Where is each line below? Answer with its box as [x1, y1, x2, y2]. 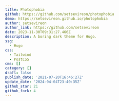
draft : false [5, 70, 32, 75]
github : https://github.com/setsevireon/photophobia [5, 12, 115, 17]
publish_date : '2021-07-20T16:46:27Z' [5, 75, 84, 80]
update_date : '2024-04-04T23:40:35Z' [5, 79, 82, 84]
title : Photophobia [5, 7, 45, 12]
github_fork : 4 [5, 88, 36, 93]
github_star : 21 [5, 84, 38, 89]
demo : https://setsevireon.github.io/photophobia [5, 16, 108, 21]
